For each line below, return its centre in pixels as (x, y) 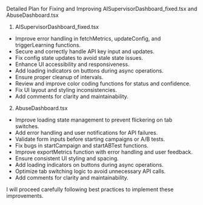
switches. (27, 126)
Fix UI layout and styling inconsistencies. (66, 90)
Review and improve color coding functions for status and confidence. (103, 83)
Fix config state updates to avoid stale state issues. (79, 58)
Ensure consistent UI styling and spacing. (67, 158)
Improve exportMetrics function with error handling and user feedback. (104, 152)
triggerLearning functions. (48, 45)
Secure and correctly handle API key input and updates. (85, 51)
